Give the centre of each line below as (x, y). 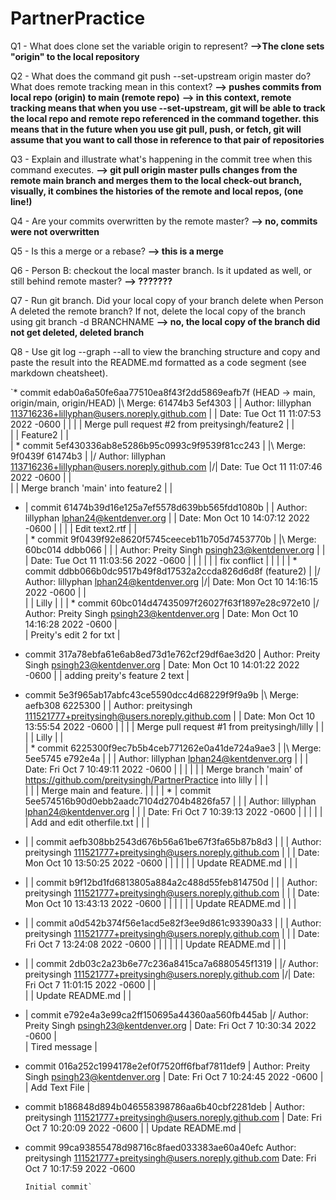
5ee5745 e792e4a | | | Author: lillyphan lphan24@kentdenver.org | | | (166, 758)
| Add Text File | (57, 1087)
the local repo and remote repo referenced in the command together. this (165, 118)
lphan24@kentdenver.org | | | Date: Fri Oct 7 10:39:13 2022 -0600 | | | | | (173, 811)
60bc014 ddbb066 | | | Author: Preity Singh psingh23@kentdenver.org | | (175, 549)
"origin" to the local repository (75, 56)
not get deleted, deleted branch (77, 332)
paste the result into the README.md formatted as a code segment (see (158, 362)
